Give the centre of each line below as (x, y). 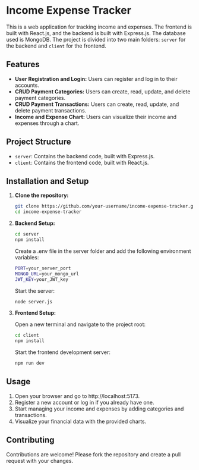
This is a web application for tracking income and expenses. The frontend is (99, 27)
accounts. (27, 85)
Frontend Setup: (35, 313)
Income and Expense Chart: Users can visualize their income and (96, 117)
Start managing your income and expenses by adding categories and (99, 409)
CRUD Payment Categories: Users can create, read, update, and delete (102, 91)
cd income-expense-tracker (48, 212)
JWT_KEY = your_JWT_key (41, 279)
